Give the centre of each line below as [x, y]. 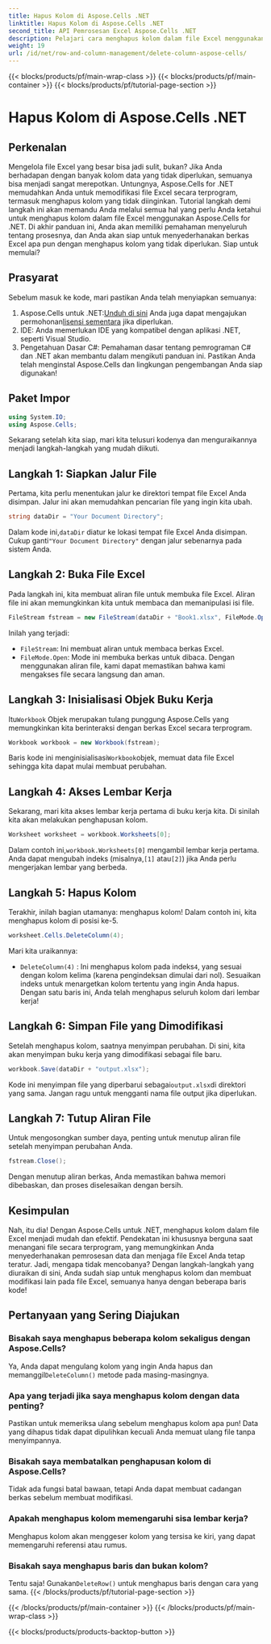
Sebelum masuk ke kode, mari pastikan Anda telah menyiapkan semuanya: [132, 297]
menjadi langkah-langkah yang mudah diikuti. [84, 448]
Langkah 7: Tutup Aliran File [80, 1118]
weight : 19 [27, 46]
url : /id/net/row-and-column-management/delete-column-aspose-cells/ [128, 53]
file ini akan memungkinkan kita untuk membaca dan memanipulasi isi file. [131, 602]
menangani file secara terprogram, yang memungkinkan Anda [111, 1247]
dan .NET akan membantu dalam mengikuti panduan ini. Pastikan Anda [138, 355]
